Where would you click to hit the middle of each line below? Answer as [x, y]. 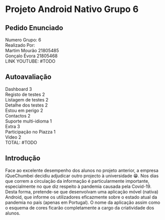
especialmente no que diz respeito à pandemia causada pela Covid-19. [78, 186]
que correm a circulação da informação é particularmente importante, [77, 181]
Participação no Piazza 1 [31, 132]
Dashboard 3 [19, 89]
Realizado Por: [20, 45]
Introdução [23, 158]
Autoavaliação [28, 77]
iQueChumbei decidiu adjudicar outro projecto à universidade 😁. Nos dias [82, 176]
